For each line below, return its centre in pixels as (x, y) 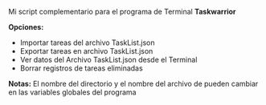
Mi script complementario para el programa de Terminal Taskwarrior (122, 12)
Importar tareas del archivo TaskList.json (87, 42)
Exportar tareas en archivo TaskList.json (86, 51)
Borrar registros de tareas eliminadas (81, 68)
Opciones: (26, 27)
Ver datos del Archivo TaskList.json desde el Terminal (108, 60)
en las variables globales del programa (72, 92)
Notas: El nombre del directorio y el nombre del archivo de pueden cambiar (133, 84)
